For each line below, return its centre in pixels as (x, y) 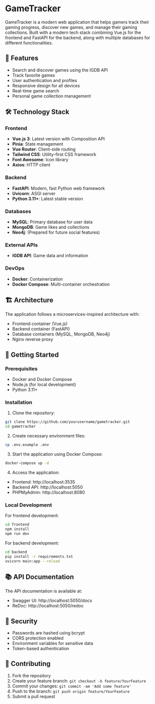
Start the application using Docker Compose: (57, 454)
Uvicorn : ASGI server (34, 193)
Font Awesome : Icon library (40, 160)
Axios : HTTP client (31, 165)
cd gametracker (21, 427)
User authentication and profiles (44, 80)
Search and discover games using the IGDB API (60, 70)
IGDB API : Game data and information (50, 256)
